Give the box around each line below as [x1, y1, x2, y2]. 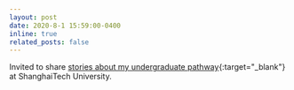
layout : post [9, 12, 58, 22]
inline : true [9, 29, 58, 38]
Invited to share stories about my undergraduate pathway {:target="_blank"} [9, 62, 286, 72]
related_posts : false [9, 37, 90, 47]
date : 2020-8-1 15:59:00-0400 [9, 21, 122, 30]
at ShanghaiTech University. [9, 71, 113, 82]
